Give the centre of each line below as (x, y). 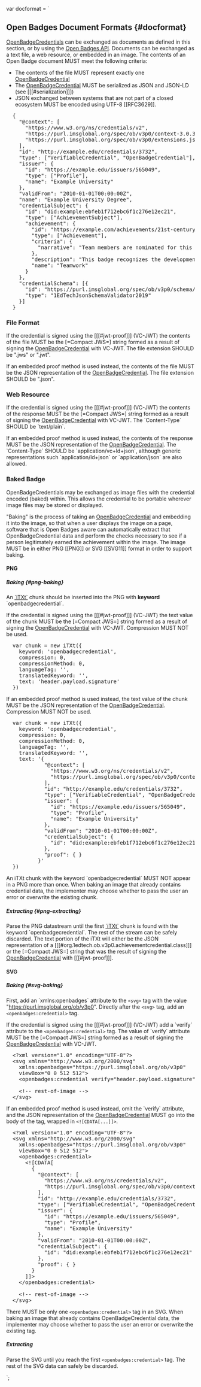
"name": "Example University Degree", (76, 199)
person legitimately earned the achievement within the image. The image (96, 542)
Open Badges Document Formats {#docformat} (96, 27)
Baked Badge (26, 479)
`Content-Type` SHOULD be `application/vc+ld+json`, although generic (94, 451)
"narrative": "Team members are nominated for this (115, 247)
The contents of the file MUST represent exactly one (80, 72)
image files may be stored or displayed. (55, 505)
